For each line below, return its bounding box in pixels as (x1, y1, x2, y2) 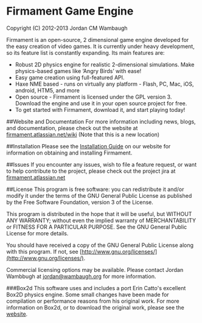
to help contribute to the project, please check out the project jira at (6, 167, 176, 175)
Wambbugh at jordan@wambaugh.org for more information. (6, 273, 156, 280)
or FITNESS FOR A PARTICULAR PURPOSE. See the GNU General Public (6, 223, 187, 231)
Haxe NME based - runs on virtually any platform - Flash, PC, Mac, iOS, (15, 80, 194, 88)
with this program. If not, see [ (6, 248, 82, 255)
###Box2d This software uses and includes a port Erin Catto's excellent (6, 284, 186, 291)
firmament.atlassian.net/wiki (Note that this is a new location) (6, 131, 160, 138)
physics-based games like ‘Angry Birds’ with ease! (15, 67, 142, 74)
